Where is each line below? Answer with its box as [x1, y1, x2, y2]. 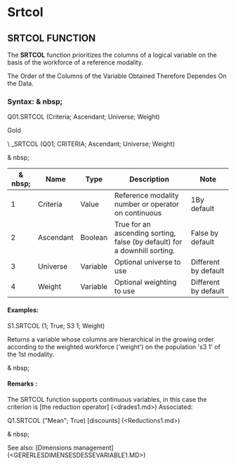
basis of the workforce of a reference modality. [7, 58, 144, 67]
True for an [114, 220, 151, 229]
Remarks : [7, 379, 38, 388]
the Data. [7, 79, 34, 88]
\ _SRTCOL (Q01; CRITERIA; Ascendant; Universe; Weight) [7, 140, 176, 148]
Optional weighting [114, 278, 177, 288]
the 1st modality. [7, 350, 55, 358]
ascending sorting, [114, 229, 176, 238]
